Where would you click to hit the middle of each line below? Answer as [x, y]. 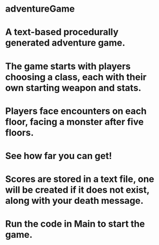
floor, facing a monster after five [74, 122]
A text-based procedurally [62, 32]
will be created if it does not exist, [77, 190]
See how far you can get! [59, 156]
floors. [19, 132]
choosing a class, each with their [76, 77]
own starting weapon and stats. [73, 88]
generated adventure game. [65, 43]
